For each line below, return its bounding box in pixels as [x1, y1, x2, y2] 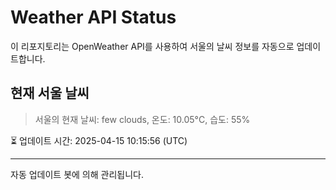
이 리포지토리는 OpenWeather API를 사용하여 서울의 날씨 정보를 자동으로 [10, 40, 295, 52]
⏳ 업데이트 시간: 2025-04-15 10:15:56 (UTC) [10, 134, 188, 146]
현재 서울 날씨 [10, 85, 90, 102]
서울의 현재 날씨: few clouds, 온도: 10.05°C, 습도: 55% [34, 113, 251, 125]
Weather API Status [10, 6, 177, 29]
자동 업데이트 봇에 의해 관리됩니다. [10, 168, 144, 180]
